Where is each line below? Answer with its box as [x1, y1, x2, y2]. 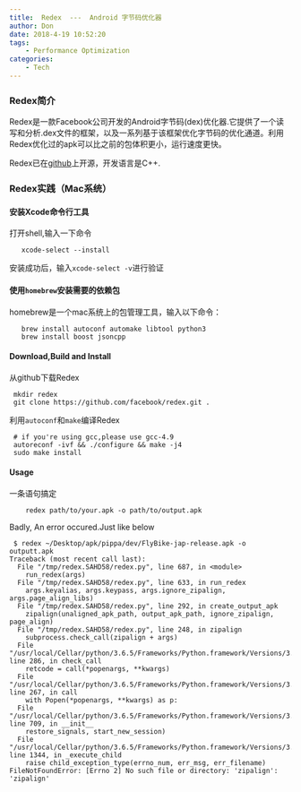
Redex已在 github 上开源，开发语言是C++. [9, 158, 161, 168]
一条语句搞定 [9, 487, 56, 498]
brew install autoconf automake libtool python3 [21, 324, 206, 333]
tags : [9, 38, 30, 47]
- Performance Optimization [25, 47, 130, 56]
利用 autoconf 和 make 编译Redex [9, 414, 120, 426]
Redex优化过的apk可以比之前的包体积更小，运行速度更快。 [9, 139, 227, 150]
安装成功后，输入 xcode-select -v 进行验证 [9, 263, 164, 273]
